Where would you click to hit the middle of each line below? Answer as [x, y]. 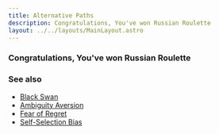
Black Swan [39, 97]
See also [25, 79]
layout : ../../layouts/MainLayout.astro [76, 30]
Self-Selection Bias [51, 122]
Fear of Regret [43, 113]
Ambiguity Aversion [52, 105]
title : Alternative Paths [51, 15]
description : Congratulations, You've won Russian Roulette [110, 23]
